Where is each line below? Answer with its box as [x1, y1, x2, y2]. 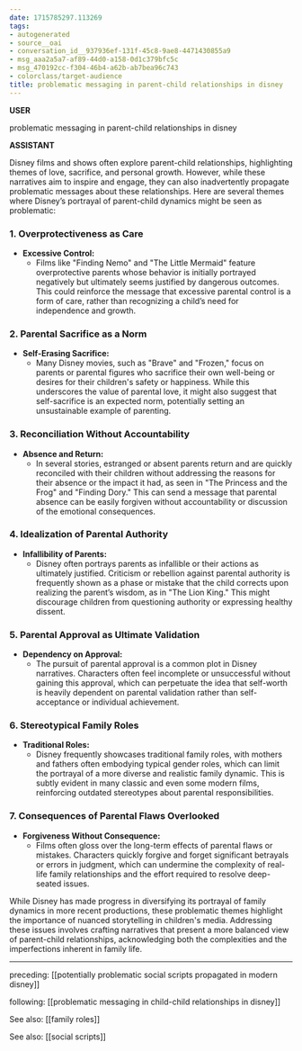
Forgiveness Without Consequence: [22, 830, 161, 841]
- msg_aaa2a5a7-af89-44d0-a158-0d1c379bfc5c [9, 55, 179, 64]
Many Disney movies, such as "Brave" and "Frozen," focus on [35, 357, 264, 369]
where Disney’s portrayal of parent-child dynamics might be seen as [9, 195, 262, 206]
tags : [9, 22, 30, 31]
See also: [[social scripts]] [9, 1031, 106, 1042]
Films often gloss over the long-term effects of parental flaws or [35, 840, 273, 850]
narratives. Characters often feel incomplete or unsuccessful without [35, 668, 290, 679]
